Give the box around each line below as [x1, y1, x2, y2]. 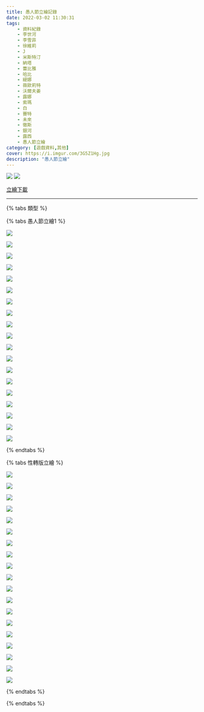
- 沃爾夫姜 [17, 88, 41, 94]
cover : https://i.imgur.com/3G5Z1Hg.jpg [6, 150, 110, 156]
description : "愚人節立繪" [6, 156, 70, 162]
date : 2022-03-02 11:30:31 [6, 15, 75, 21]
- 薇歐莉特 [17, 83, 41, 89]
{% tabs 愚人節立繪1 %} [6, 217, 66, 225]
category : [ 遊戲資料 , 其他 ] [6, 144, 69, 151]
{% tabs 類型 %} [6, 204, 47, 212]
